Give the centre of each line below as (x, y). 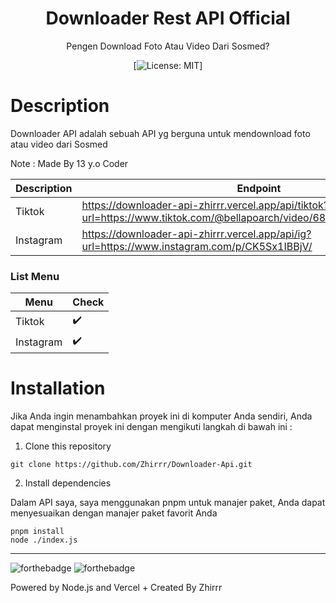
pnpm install (37, 532)
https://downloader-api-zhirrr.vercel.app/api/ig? (196, 234)
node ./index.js (44, 540)
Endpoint (259, 188)
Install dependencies (68, 483)
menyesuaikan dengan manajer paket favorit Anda (114, 513)
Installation (58, 388)
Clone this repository (68, 446)
